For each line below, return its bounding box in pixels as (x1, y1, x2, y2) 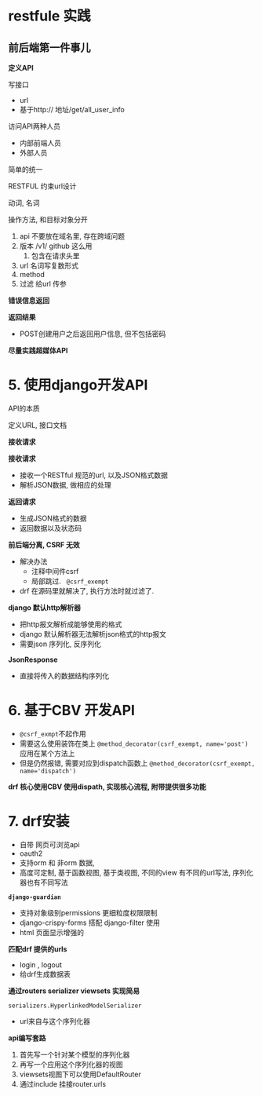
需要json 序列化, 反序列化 (19, 639, 102, 648)
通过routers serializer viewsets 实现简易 (8, 986, 140, 996)
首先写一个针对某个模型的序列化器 (19, 1050, 130, 1059)
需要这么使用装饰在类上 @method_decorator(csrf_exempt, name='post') (19, 739, 249, 748)
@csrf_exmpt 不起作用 (19, 729, 86, 738)
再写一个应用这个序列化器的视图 (19, 1059, 123, 1069)
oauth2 (19, 849, 43, 858)
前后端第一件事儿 (8, 41, 91, 54)
